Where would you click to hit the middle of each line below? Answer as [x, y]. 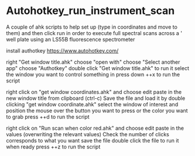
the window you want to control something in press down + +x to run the [93, 74]
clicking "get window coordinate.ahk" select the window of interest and [92, 104]
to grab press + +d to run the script [48, 117]
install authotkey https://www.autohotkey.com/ [62, 50]
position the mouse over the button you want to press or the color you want [97, 110]
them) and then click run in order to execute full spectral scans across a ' [94, 33]
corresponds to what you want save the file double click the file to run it [93, 140]
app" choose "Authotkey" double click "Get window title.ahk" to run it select [97, 68]
